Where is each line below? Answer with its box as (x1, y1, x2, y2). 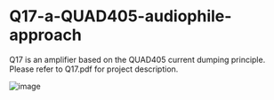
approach (9, 25, 82, 45)
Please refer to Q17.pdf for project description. (9, 64, 179, 74)
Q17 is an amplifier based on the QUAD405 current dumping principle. (9, 54, 266, 65)
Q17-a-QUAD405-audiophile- (9, 6, 232, 27)
